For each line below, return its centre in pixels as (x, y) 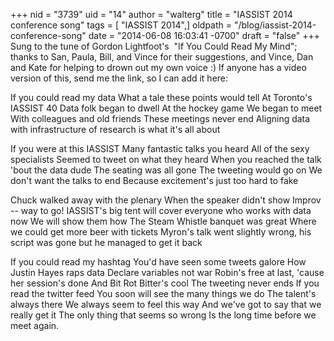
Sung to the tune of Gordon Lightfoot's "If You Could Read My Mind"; (154, 46)
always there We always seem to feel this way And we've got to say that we (166, 304)
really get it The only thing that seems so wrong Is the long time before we (163, 315)
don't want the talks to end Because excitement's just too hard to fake (154, 180)
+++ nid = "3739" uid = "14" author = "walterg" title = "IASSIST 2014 (151, 14)
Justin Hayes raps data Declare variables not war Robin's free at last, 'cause (167, 272)
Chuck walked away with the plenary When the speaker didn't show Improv (166, 200)
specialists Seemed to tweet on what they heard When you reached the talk (166, 159)
